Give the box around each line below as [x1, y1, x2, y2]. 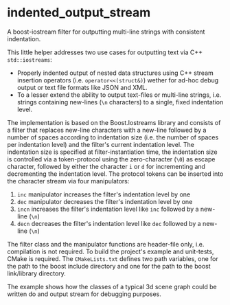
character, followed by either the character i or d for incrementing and [7, 162, 206, 170]
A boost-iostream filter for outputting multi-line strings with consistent [7, 27, 205, 36]
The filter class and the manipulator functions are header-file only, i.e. [7, 240, 205, 248]
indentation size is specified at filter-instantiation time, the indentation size [7, 148, 218, 156]
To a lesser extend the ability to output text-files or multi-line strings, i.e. [16, 91, 222, 99]
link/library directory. [7, 269, 67, 278]
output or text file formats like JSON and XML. [16, 83, 148, 91]
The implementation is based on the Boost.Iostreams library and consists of [7, 118, 221, 126]
